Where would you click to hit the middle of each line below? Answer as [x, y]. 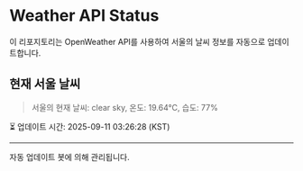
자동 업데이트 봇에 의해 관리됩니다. [69, 157]
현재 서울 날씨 [45, 84]
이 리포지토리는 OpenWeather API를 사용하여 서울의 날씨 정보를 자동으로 [138, 41]
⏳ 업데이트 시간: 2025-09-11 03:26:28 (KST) [90, 126]
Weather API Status [84, 16]
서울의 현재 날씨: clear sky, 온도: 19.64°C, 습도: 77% [124, 107]
